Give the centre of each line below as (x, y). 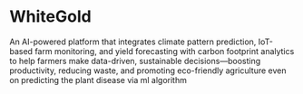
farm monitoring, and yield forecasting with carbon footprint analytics (165, 51)
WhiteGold (51, 17)
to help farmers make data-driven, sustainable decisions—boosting (135, 61)
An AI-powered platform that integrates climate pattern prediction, (133, 42)
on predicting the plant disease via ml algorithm (98, 80)
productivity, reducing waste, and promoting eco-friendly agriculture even (148, 70)
